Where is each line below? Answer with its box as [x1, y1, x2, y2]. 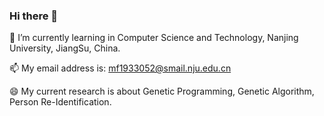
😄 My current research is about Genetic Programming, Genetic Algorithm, [9, 85, 315, 98]
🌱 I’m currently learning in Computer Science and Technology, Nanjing [9, 32, 299, 44]
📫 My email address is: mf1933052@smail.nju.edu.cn [9, 62, 232, 74]
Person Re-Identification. [9, 96, 112, 108]
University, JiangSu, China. [9, 42, 121, 54]
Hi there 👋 [9, 9, 59, 23]
